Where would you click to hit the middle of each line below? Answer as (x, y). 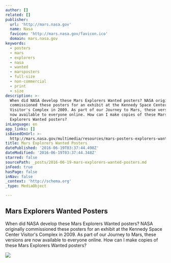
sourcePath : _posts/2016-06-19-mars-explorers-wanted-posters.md (76, 162)
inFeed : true (19, 167)
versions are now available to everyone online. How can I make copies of (82, 240)
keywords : (16, 43)
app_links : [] (20, 129)
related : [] (18, 15)
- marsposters (25, 72)
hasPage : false (21, 172)
